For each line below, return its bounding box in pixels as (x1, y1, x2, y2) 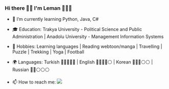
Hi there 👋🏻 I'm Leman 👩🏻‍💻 (5, 5, 73, 12)
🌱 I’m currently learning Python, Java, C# (12, 16, 99, 22)
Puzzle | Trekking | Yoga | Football (12, 49, 85, 55)
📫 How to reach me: (12, 79, 56, 85)
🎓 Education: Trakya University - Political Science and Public (12, 26, 142, 33)
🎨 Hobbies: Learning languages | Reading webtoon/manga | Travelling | (12, 43, 162, 50)
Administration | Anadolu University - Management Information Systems (12, 34, 164, 40)
